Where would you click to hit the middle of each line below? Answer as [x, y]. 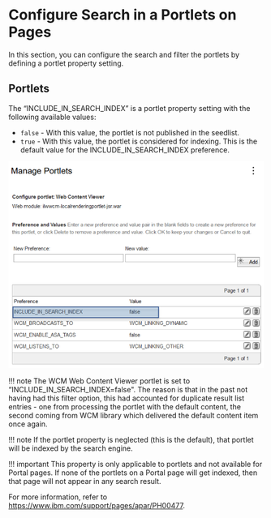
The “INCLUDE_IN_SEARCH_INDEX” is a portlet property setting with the [129, 108]
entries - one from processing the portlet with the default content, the [125, 406]
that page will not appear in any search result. [85, 481]
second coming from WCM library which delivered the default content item [133, 415]
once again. [28, 424]
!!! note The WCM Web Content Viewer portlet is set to [99, 381]
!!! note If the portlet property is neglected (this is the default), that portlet [131, 439]
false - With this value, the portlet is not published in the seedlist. [130, 132]
